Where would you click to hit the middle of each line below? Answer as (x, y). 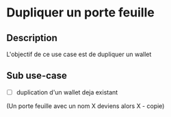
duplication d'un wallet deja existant (67, 92)
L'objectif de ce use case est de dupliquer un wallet (79, 54)
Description (32, 38)
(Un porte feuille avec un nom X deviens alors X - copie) (85, 106)
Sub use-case (37, 76)
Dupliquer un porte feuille (80, 13)
